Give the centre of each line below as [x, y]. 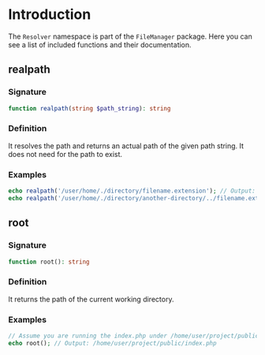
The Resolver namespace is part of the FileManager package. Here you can [130, 36]
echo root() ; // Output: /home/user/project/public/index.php [112, 343]
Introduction [50, 15]
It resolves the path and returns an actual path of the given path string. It [126, 146]
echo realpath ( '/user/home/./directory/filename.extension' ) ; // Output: [132, 191]
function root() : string [49, 262]
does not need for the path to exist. [65, 154]
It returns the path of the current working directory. [91, 299]
